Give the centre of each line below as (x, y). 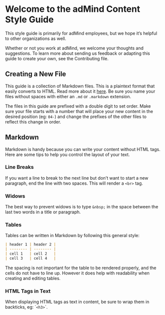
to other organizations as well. (36, 39)
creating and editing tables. (33, 278)
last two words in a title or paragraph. (43, 212)
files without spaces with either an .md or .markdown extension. (68, 96)
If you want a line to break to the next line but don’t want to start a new (77, 178)
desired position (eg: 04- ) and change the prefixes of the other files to (76, 117)
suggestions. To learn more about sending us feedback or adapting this (78, 53)
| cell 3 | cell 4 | (31, 258)
